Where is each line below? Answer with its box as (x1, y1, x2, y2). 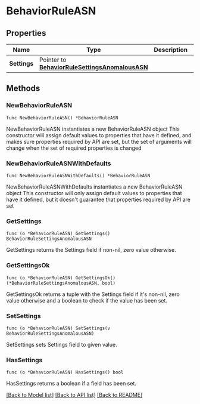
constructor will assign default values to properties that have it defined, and (6, 131, 192, 138)
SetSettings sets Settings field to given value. (6, 341, 117, 348)
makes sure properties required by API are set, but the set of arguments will (6, 138, 192, 145)
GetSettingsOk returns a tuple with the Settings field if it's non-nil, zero (6, 291, 180, 298)
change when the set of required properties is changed (6, 144, 142, 152)
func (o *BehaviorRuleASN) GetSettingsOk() (6, 275, 116, 281)
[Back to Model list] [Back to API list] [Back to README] (6, 391, 143, 399)
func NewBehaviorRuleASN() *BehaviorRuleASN (6, 115, 118, 121)
